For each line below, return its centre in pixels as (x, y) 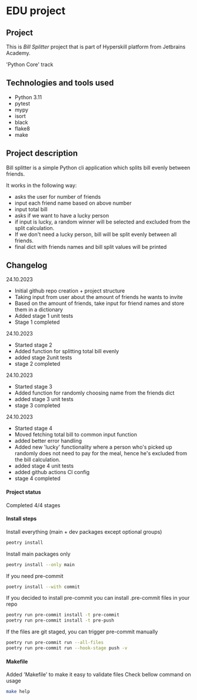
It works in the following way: (41, 185)
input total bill (31, 209)
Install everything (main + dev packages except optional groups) (84, 531)
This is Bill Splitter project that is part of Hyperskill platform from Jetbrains (96, 47)
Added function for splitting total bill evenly (67, 351)
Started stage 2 (34, 345)
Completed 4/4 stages (33, 505)
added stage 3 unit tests (44, 399)
